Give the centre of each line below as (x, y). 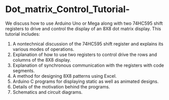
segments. (24, 70)
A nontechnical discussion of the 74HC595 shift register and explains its (88, 43)
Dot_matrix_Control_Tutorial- (68, 9)
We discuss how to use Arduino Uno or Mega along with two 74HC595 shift (84, 23)
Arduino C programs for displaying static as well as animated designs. (86, 81)
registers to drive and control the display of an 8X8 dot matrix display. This (83, 28)
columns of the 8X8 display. (42, 60)
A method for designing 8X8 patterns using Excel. (64, 76)
